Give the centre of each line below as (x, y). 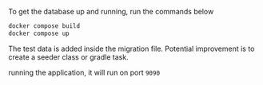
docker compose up (39, 33)
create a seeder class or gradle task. (69, 57)
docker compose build (44, 26)
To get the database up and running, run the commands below (111, 12)
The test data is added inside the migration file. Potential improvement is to (131, 48)
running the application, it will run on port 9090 (84, 72)
